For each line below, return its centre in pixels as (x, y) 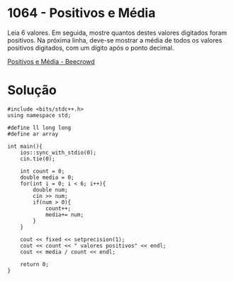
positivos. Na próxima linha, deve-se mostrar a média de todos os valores (115, 40)
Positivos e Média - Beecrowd (51, 61)
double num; (51, 189)
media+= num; (64, 214)
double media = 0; (47, 177)
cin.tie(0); (38, 159)
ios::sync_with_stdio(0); (58, 153)
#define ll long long (39, 128)
